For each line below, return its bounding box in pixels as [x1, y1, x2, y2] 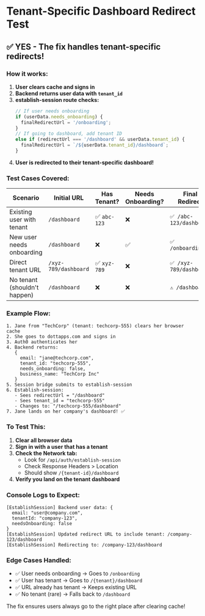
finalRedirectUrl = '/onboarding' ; [21, 119, 112, 126]
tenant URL [9, 266, 41, 274]
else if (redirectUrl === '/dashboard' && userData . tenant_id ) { [15, 136, 185, 143]
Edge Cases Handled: [6, 556, 71, 564]
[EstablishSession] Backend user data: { [6, 505, 113, 511]
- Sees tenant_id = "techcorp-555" [14, 398, 105, 404]
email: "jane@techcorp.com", [20, 355, 95, 361]
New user [9, 233, 37, 242]
